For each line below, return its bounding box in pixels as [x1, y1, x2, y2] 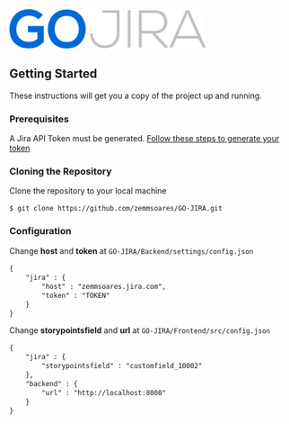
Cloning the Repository [9, 165, 112, 177]
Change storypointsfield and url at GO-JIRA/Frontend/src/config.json [9, 324, 271, 336]
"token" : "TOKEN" [41, 291, 110, 300]
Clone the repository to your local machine [9, 185, 168, 196]
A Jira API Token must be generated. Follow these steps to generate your [9, 132, 280, 143]
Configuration [9, 225, 72, 238]
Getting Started [9, 67, 98, 82]
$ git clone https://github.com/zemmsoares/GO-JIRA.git [9, 204, 223, 213]
